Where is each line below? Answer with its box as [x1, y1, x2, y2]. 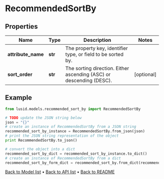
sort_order [7, 71, 33, 78]
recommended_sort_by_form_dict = [5, 160, 73, 165]
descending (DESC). [65, 77, 112, 84]
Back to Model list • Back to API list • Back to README [5, 169, 115, 175]
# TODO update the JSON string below [5, 115, 82, 120]
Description [83, 37, 111, 43]
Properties [5, 22, 38, 31]
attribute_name [7, 51, 44, 57]
